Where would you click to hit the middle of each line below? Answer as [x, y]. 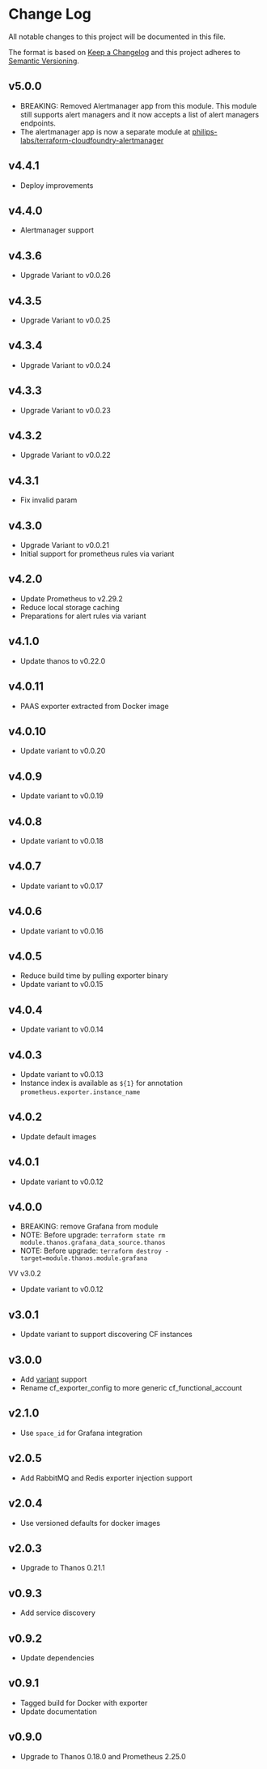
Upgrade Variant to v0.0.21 [64, 545]
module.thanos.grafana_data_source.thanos [93, 1243]
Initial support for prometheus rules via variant [97, 554]
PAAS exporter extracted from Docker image [94, 706]
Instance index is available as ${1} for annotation [102, 1083]
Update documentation [58, 1711]
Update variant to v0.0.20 [63, 751]
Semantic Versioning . [44, 61]
